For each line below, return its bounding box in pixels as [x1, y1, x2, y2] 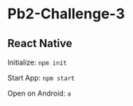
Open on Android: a [7, 88, 72, 98]
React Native [7, 37, 72, 50]
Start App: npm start [7, 73, 75, 82]
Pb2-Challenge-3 [7, 5, 125, 23]
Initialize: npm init [7, 57, 67, 67]
